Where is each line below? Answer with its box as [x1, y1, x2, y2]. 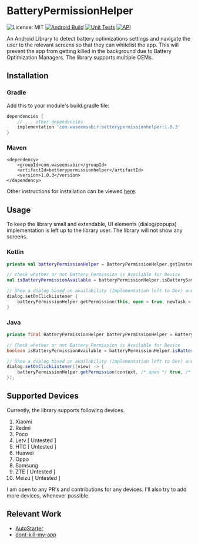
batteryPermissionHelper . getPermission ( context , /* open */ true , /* [17, 369, 192, 375]
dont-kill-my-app [15, 531, 56, 538]
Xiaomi [15, 418, 32, 425]
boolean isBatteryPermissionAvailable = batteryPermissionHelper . [6, 347, 173, 354]
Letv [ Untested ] [15, 437, 56, 444]
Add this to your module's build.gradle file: [6, 102, 110, 109]
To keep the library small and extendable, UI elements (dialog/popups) [6, 221, 177, 228]
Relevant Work [6, 509, 62, 519]
